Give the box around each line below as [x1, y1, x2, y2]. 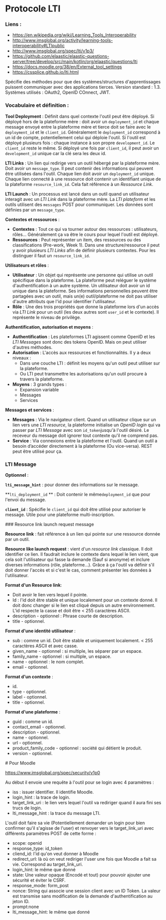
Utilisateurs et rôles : [5, 262, 49, 268]
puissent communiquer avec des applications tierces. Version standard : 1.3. [5, 84, 161, 90]
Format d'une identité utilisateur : [5, 628, 76, 634]
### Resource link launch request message [5, 522, 94, 528]
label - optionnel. [12, 694, 47, 700]
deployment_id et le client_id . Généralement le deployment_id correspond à [5, 129, 161, 135]
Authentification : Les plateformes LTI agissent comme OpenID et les [12, 334, 156, 340]
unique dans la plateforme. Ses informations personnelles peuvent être [12, 288, 158, 294]
